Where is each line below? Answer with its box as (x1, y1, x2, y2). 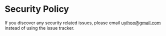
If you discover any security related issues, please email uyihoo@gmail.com (4, 20, 161, 26)
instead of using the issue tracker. (4, 25, 74, 31)
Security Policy (4, 3, 69, 15)
